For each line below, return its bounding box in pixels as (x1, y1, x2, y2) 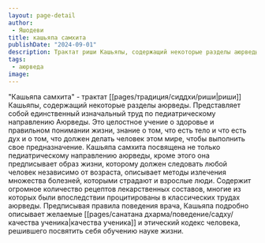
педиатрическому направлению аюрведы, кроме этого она (8, 151, 211, 160)
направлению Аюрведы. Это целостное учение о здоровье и (8, 117, 215, 126)
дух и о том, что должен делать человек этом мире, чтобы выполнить (8, 133, 246, 143)
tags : (8, 56, 26, 64)
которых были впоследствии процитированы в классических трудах (8, 193, 241, 202)
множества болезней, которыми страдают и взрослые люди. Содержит (8, 175, 252, 185)
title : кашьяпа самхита (8, 33, 87, 42)
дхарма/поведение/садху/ (144, 209, 234, 219)
